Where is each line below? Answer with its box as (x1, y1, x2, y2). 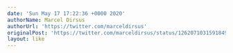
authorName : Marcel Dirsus (7, 17, 85, 23)
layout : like (7, 36, 45, 43)
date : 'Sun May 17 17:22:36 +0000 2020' (7, 10, 126, 17)
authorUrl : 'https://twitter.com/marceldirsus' (7, 23, 148, 30)
